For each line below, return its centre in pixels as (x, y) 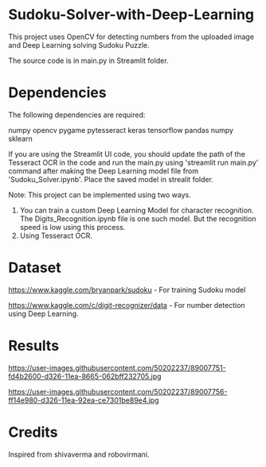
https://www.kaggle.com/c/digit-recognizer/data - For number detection (127, 305)
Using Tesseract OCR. (56, 235)
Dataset (35, 268)
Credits (33, 432)
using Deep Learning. (43, 313)
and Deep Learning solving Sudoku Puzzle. (79, 45)
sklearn (21, 138)
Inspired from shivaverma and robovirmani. (79, 454)
